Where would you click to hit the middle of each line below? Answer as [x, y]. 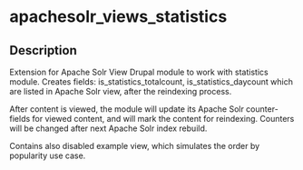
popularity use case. [48, 155]
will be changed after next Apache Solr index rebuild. [108, 128]
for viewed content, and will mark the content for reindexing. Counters [163, 119]
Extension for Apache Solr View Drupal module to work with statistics [139, 72]
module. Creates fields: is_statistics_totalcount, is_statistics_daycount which [151, 82]
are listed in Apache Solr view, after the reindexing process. [121, 91]
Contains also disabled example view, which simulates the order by [135, 146]
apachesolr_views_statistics [118, 17]
